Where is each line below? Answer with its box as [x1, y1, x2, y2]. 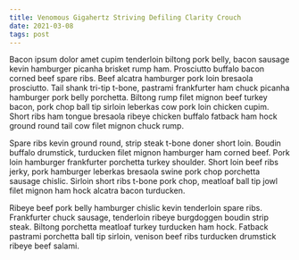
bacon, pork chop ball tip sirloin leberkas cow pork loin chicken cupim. [9, 102, 270, 113]
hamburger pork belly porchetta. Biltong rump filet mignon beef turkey [9, 92, 268, 103]
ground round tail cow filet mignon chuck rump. [9, 121, 185, 131]
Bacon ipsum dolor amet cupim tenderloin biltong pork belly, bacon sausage [9, 55, 290, 65]
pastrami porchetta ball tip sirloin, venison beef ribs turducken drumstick [9, 231, 277, 242]
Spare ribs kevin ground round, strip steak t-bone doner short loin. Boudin [9, 138, 281, 148]
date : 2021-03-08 [9, 21, 74, 30]
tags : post [9, 29, 50, 38]
